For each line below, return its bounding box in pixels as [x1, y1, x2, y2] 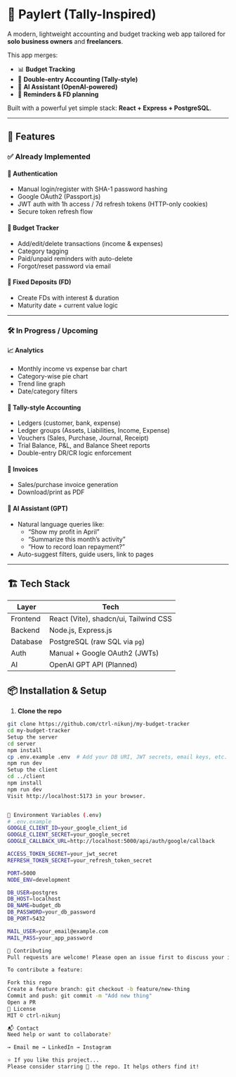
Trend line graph [17, 379, 65, 388]
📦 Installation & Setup [7, 684, 107, 696]
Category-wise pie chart [17, 371, 88, 380]
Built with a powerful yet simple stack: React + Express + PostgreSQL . [7, 104, 212, 112]
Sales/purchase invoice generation [17, 481, 119, 489]
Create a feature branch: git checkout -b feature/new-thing [7, 986, 190, 993]
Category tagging [17, 247, 69, 255]
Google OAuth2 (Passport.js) [17, 192, 101, 201]
